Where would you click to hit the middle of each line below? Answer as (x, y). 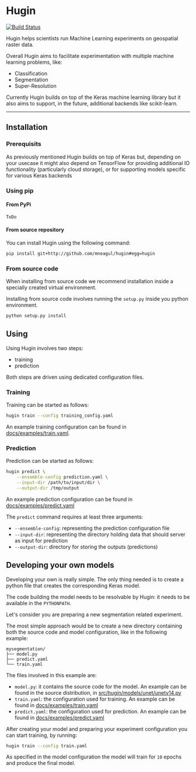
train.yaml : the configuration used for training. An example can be (94, 699)
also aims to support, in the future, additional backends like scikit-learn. (92, 103)
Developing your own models (60, 565)
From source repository (35, 230)
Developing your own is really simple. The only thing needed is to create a (95, 579)
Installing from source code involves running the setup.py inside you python (97, 299)
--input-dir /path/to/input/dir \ (58, 483)
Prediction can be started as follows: (50, 461)
